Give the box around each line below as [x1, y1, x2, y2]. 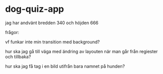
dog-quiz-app [5, 3, 64, 15]
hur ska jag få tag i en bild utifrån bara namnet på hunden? [5, 63, 125, 69]
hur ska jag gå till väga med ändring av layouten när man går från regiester [5, 48, 158, 54]
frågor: [5, 29, 19, 35]
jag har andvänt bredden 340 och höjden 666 [5, 20, 98, 26]
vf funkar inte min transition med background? [5, 38, 100, 45]
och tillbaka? [5, 53, 31, 60]
